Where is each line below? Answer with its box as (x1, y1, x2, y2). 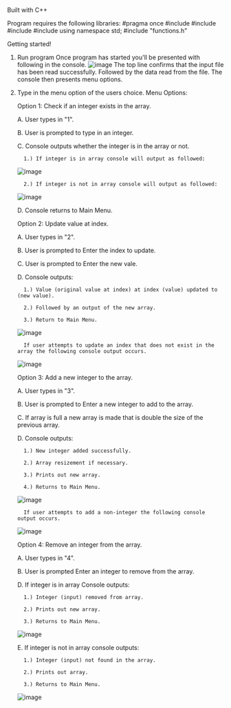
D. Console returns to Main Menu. (16, 206, 113, 214)
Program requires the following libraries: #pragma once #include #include (7, 19, 217, 27)
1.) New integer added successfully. (23, 447, 132, 454)
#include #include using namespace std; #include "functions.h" (7, 27, 188, 34)
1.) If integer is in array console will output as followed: (23, 155, 206, 162)
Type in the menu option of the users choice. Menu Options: (16, 89, 188, 97)
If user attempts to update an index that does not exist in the (23, 342, 214, 349)
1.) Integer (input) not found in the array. (23, 657, 156, 664)
